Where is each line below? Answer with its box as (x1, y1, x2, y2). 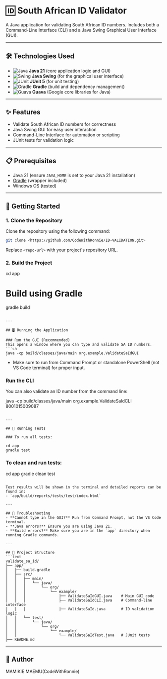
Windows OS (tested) (12, 183, 56, 189)
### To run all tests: (5, 435, 53, 440)
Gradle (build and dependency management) (32, 84, 125, 90)
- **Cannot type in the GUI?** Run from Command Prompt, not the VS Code (5, 515, 162, 520)
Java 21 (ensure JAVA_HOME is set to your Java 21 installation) (12, 172, 136, 179)
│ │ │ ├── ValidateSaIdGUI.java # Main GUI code (5, 593, 155, 598)
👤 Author (5, 655, 34, 664)
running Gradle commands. (5, 532, 59, 537)
